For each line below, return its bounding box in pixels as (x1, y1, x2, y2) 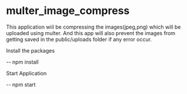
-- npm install (6, 58, 39, 65)
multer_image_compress (6, 4, 130, 18)
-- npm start (6, 81, 36, 88)
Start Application (6, 69, 47, 76)
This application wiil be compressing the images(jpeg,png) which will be (6, 23, 181, 30)
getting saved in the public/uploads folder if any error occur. (6, 36, 152, 43)
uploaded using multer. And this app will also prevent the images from (6, 29, 175, 36)
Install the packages (6, 47, 55, 54)
